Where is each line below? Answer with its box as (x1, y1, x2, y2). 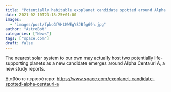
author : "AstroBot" (5, 27, 47, 32)
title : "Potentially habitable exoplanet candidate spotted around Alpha (5, 7, 166, 13)
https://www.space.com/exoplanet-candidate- (56, 75, 155, 82)
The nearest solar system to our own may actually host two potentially (5, 55, 154, 61)
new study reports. (5, 65, 45, 72)
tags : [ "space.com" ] (5, 36, 50, 41)
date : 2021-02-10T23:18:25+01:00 (5, 12, 77, 17)
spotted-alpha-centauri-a (5, 81, 59, 87)
